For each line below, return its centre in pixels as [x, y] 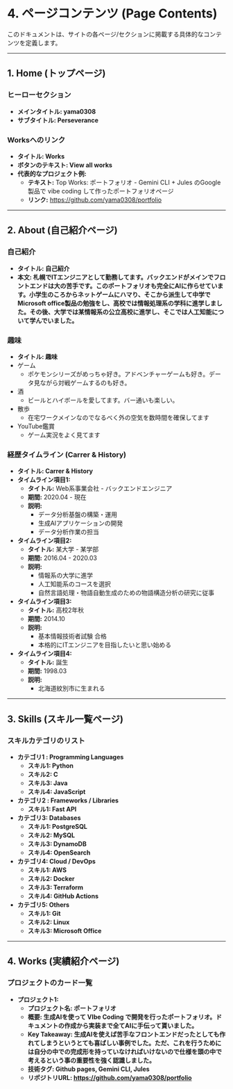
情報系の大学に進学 [66, 575]
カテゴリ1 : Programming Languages [70, 757]
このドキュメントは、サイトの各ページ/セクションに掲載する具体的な [105, 34]
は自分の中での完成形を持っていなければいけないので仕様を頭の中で [124, 1051]
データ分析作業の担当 [68, 532]
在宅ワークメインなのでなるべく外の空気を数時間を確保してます [118, 417]
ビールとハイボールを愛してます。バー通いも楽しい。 [103, 400]
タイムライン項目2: [44, 541]
